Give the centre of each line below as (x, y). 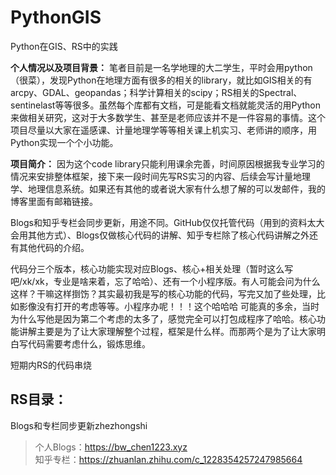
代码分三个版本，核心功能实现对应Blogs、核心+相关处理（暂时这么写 (152, 268)
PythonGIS (56, 17)
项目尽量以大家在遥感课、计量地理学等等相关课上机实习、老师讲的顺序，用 (163, 130)
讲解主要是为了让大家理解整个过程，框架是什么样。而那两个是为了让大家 (167, 331)
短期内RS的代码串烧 (51, 365)
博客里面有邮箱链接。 (54, 201)
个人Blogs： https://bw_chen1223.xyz (111, 447)
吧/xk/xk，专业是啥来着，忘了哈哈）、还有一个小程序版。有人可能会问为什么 (165, 281)
